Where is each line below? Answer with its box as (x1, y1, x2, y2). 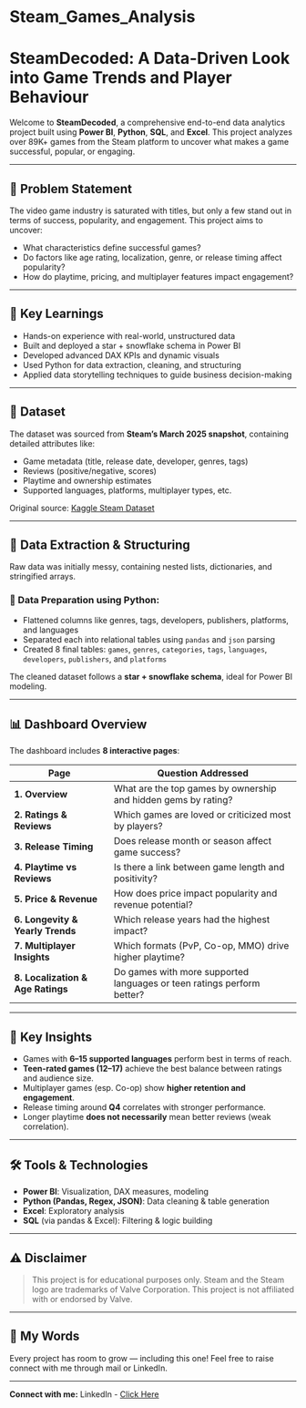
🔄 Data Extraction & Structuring (9, 537, 191, 552)
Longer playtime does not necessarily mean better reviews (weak (22, 1112, 271, 1123)
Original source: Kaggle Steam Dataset (9, 502, 155, 513)
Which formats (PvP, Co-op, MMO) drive (113, 940, 290, 952)
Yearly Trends (14, 925, 76, 938)
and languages (22, 624, 79, 635)
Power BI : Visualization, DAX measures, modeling (22, 1187, 209, 1197)
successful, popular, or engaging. (9, 146, 136, 157)
